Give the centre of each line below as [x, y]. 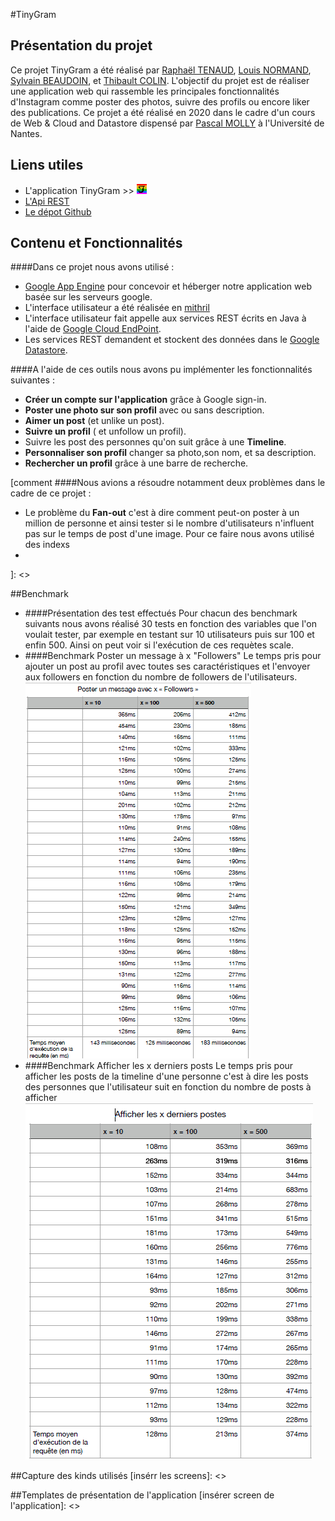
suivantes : [32, 380]
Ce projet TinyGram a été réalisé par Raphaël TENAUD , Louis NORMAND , [161, 70]
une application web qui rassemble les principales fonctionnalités [145, 91]
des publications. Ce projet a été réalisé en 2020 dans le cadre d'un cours [163, 112]
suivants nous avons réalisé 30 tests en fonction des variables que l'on [170, 624]
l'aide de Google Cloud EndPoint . [93, 329]
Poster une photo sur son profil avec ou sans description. [144, 410]
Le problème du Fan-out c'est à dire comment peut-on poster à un [162, 513]
